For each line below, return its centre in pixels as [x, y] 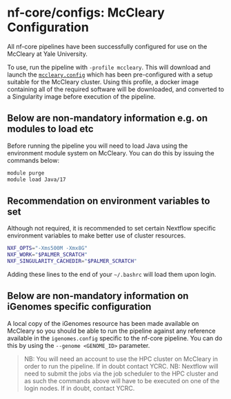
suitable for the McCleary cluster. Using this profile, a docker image [103, 81]
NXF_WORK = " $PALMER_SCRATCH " [48, 255]
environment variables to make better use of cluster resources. [97, 235]
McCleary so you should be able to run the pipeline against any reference [111, 331]
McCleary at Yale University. [47, 54]
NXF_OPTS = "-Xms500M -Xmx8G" [48, 249]
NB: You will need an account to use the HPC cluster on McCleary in [121, 359]
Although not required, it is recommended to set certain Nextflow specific [111, 228]
